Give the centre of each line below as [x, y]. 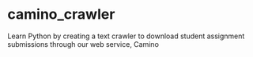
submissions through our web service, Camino [83, 44]
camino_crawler [61, 14]
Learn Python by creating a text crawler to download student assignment [126, 36]
